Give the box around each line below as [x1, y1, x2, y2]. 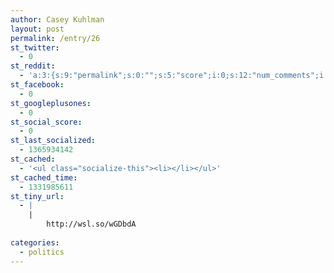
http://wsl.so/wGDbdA [46, 219, 137, 230]
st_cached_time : [10, 172, 78, 183]
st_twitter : [10, 42, 60, 53]
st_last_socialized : [10, 136, 97, 146]
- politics [19, 247, 65, 257]
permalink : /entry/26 [10, 33, 101, 43]
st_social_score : [10, 117, 83, 127]
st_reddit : [10, 61, 56, 71]
